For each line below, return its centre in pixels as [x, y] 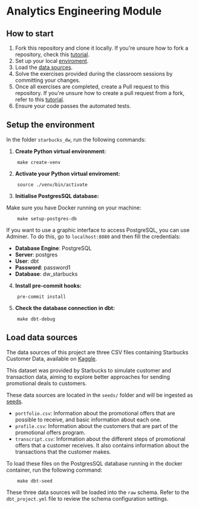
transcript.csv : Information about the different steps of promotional [100, 439]
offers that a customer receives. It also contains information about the [102, 445]
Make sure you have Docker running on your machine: [74, 208]
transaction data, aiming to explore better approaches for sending [88, 377]
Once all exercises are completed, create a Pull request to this [92, 87]
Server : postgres [36, 254]
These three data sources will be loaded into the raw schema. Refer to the [98, 492]
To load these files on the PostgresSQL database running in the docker [94, 463]
